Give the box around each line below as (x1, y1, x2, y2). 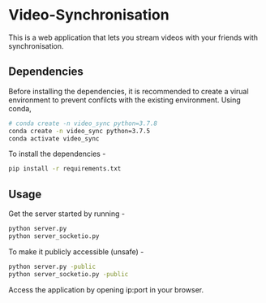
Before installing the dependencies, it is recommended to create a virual (8, 86, 249, 96)
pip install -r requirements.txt (8, 165, 122, 173)
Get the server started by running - (8, 209, 126, 219)
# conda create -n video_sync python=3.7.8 (8, 119, 158, 128)
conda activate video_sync (8, 134, 100, 143)
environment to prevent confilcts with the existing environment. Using (8, 95, 241, 105)
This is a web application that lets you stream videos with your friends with (8, 32, 258, 42)
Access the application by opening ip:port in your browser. (8, 284, 204, 294)
